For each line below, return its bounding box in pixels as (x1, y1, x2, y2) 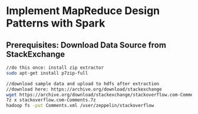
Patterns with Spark (6, 16, 105, 30)
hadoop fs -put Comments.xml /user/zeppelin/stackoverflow (6, 103, 154, 109)
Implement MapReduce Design (6, 4, 160, 18)
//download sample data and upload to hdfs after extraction (6, 81, 160, 86)
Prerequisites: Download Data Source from (6, 40, 167, 50)
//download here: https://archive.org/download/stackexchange (6, 86, 162, 92)
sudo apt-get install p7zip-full (6, 70, 88, 76)
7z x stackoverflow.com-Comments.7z (6, 97, 96, 103)
